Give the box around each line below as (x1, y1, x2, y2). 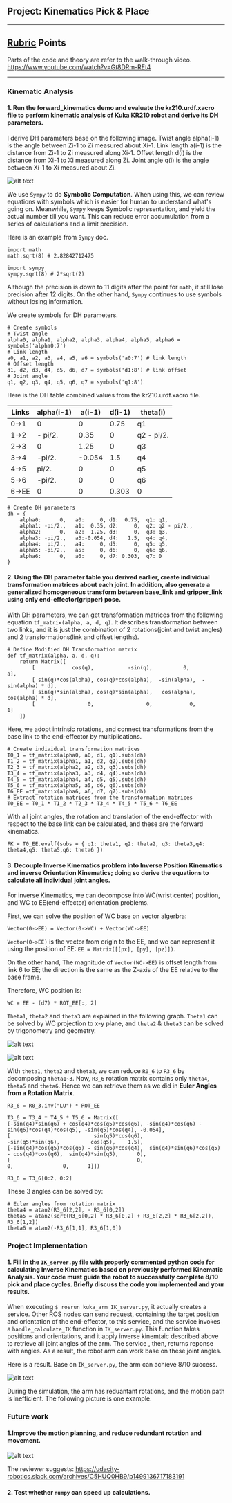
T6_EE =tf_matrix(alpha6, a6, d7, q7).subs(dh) (7, 788, 147, 795)
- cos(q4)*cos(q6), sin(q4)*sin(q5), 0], (7, 1151, 147, 1158)
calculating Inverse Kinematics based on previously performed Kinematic (7, 1265, 223, 1273)
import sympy (7, 264, 45, 271)
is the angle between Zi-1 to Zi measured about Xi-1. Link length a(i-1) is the (7, 141, 222, 150)
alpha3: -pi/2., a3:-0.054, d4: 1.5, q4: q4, (19, 534, 168, 541)
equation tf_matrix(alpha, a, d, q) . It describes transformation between (7, 618, 218, 626)
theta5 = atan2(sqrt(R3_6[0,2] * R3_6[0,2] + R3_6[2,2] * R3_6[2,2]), (7, 1213, 215, 1220)
